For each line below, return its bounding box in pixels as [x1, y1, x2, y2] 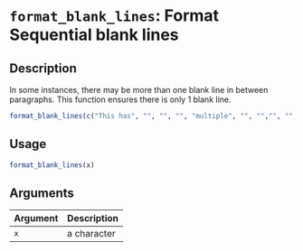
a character [67, 228, 116, 240]
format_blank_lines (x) [9, 160, 95, 170]
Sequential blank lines [9, 24, 179, 45]
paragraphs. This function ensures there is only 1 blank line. [9, 94, 232, 105]
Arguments [9, 185, 75, 200]
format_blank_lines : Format [9, 5, 220, 26]
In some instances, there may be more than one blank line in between [9, 85, 269, 95]
